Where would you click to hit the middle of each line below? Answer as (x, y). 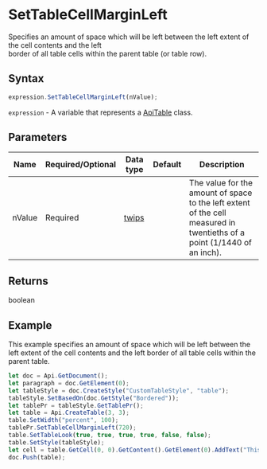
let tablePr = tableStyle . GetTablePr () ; (76, 405)
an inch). (206, 252)
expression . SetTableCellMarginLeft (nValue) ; (83, 97)
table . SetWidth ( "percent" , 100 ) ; (64, 420)
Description (222, 165)
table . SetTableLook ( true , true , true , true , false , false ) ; (110, 436)
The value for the (221, 183)
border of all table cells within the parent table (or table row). (108, 53)
